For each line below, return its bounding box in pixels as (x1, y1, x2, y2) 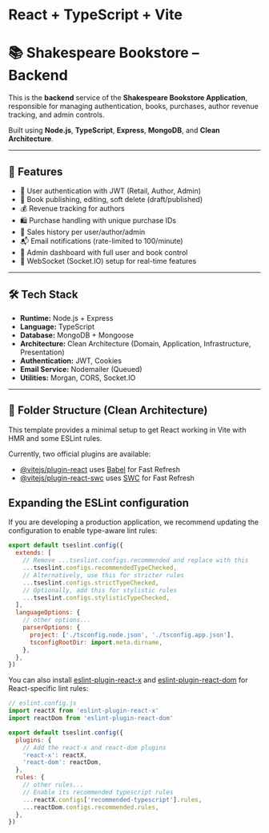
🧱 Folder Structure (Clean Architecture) (8, 403, 208, 418)
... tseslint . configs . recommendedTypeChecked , (22, 564, 178, 572)
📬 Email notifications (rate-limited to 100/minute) (19, 236, 183, 245)
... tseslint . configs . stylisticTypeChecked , (22, 593, 171, 602)
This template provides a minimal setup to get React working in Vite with (8, 425, 247, 435)
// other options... (22, 616, 91, 625)
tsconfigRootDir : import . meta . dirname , (29, 638, 163, 646)
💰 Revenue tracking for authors (19, 203, 126, 213)
